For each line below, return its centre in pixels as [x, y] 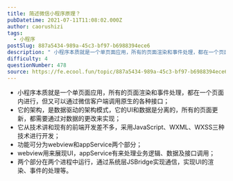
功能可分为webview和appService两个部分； [80, 144]
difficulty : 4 [28, 59]
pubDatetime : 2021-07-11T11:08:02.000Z [65, 20]
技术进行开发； [38, 135]
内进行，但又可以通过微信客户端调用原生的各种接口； [93, 101]
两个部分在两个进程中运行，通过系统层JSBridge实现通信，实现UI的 [112, 162]
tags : [15, 33]
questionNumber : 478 [37, 65]
